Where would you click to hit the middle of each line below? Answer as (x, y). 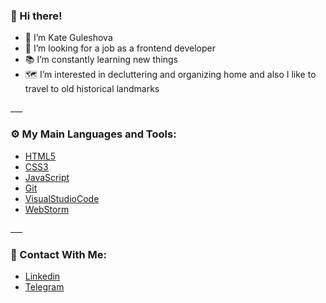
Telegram (44, 286)
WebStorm (47, 209)
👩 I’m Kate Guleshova (68, 38)
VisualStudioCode (62, 198)
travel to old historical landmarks (92, 89)
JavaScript (47, 177)
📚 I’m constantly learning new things (101, 60)
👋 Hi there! (36, 16)
